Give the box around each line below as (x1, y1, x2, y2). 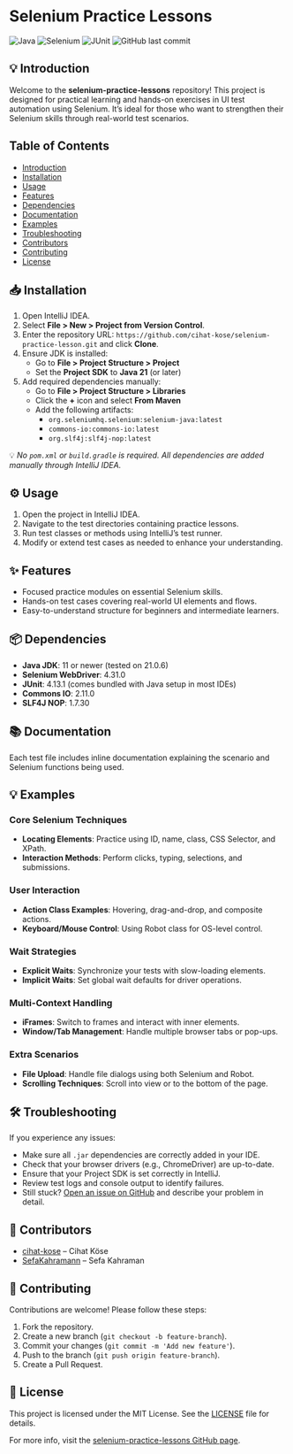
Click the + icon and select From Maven (34, 396, 182, 406)
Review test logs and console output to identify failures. (21, 1178, 225, 1189)
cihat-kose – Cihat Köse (21, 1246, 109, 1257)
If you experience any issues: (9, 1133, 116, 1143)
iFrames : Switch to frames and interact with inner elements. (21, 1017, 240, 1027)
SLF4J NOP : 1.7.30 (21, 697, 90, 708)
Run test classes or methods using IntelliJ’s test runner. (21, 528, 223, 539)
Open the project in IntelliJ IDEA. (21, 509, 140, 519)
